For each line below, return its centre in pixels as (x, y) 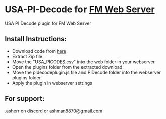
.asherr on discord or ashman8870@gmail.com (54, 111)
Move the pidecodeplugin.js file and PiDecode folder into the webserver (87, 72)
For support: (25, 99)
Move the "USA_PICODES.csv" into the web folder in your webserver (84, 62)
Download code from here (39, 51)
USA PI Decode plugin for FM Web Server (48, 23)
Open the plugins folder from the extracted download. (68, 67)
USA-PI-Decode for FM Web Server (80, 9)
